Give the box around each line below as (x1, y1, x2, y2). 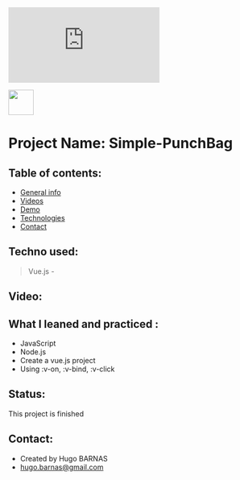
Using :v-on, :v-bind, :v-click (19, 364, 115, 374)
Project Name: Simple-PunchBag (8, 134, 234, 152)
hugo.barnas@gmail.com (19, 462, 104, 472)
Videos (19, 197, 44, 205)
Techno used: (8, 245, 79, 259)
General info (19, 188, 62, 197)
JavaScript (19, 338, 56, 349)
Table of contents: (8, 166, 102, 180)
